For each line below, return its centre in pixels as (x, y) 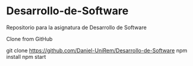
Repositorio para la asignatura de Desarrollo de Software (77, 27)
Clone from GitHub (29, 39)
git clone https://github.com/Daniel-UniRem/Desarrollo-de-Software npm (97, 50)
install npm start (26, 56)
